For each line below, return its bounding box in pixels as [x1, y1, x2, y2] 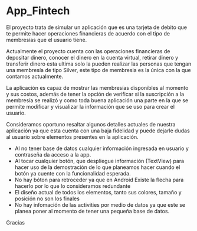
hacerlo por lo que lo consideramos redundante [14, 182, 131, 190]
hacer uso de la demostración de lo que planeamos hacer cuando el [14, 164, 180, 171]
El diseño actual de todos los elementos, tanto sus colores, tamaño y [14, 188, 182, 196]
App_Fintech [6, 4, 70, 18]
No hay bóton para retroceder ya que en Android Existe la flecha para [14, 176, 184, 183]
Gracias [6, 219, 25, 226]
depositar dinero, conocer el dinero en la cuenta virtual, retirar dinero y [6, 54, 179, 61]
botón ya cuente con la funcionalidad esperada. [14, 170, 131, 177]
